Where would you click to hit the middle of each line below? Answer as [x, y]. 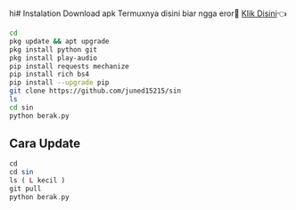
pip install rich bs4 [49, 75]
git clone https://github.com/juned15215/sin [95, 91]
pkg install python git [53, 49]
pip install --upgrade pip [59, 83]
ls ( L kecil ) [37, 181]
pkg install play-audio [53, 58]
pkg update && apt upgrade [59, 41]
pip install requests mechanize [69, 66]
